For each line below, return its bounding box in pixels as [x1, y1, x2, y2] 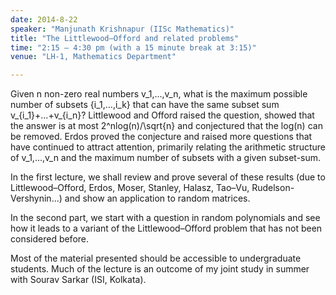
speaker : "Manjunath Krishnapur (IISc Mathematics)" [10, 24, 235, 34]
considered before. [10, 233, 90, 245]
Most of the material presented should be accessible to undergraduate [10, 252, 302, 265]
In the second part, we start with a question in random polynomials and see [10, 212, 321, 224]
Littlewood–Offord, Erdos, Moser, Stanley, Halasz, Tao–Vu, [10, 182, 250, 194]
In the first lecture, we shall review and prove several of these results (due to [10, 171, 326, 183]
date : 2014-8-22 [10, 14, 78, 25]
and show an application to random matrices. [64, 192, 251, 205]
